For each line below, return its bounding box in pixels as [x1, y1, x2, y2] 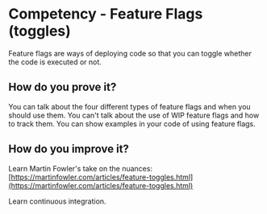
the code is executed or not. [8, 57, 102, 67]
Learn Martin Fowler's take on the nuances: [8, 163, 153, 173]
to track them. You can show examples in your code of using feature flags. [8, 118, 256, 129]
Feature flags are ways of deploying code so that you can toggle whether [8, 48, 252, 58]
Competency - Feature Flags [8, 5, 203, 23]
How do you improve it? [8, 142, 129, 156]
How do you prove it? [8, 80, 117, 94]
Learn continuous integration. [8, 196, 106, 206]
